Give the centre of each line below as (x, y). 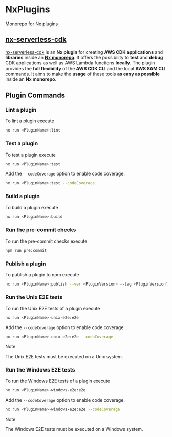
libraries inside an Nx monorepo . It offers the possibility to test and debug (84, 57)
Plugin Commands (35, 95)
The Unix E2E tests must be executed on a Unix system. (64, 356)
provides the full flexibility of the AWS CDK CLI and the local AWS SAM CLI (85, 68)
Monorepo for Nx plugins (32, 24)
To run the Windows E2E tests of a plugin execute (58, 381)
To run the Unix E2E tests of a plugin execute (53, 309)
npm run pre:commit (26, 250)
